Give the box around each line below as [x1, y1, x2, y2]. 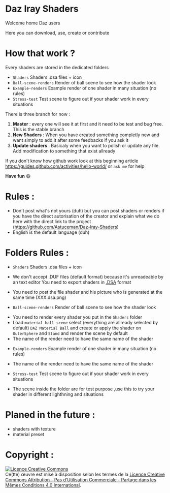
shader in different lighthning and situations [12, 391, 104, 397]
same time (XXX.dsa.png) [12, 294, 66, 300]
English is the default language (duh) [12, 229, 90, 235]
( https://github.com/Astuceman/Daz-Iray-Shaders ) [12, 224, 119, 230]
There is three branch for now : [5, 111, 70, 117]
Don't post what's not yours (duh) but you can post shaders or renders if [12, 207, 165, 213]
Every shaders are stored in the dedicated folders [5, 64, 109, 70]
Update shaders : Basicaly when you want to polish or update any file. [12, 142, 160, 148]
